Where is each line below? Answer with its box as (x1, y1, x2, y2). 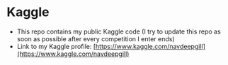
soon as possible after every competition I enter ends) (16, 34, 175, 43)
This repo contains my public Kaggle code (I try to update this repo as (16, 27, 221, 36)
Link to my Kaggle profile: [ (16, 42, 96, 50)
